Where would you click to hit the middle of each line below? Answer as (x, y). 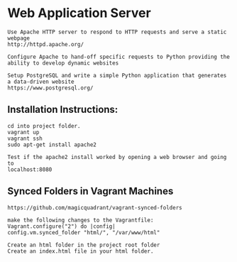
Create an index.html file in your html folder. (81, 251)
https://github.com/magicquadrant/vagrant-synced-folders (95, 207)
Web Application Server (79, 13)
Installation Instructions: (63, 110)
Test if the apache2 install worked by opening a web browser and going (117, 157)
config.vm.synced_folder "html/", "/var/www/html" (84, 232)
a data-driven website (41, 82)
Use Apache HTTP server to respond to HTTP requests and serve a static (117, 32)
